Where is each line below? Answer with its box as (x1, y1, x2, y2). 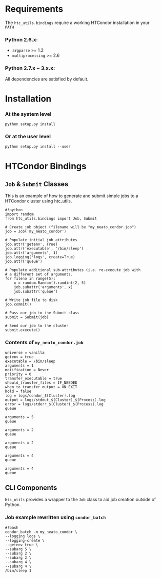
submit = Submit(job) (5, 315, 49, 320)
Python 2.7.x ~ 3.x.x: (5, 65, 55, 72)
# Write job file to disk (5, 298, 58, 302)
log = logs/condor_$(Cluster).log (5, 393, 76, 398)
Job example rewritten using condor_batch (5, 514, 106, 521)
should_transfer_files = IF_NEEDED (5, 380, 78, 385)
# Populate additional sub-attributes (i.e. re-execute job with (5, 268, 141, 273)
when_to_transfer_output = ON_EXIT (5, 384, 78, 389)
